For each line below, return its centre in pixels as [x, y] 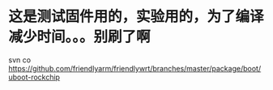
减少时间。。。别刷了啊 [80, 37]
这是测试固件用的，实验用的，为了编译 [136, 17]
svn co [19, 60]
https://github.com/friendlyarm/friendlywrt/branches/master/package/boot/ [135, 68]
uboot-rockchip [34, 77]
